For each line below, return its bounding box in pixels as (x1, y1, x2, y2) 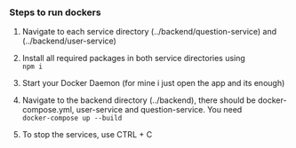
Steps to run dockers (9, 6, 101, 19)
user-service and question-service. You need (76, 105, 243, 115)
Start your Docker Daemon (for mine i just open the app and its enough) (21, 78, 285, 89)
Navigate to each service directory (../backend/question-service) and (21, 27, 277, 37)
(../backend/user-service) (21, 35, 117, 46)
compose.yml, (21, 105, 75, 115)
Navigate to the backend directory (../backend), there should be (21, 95, 256, 105)
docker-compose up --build (21, 113, 123, 123)
